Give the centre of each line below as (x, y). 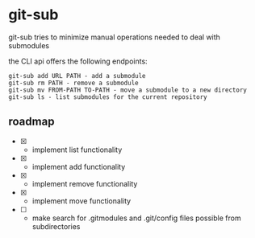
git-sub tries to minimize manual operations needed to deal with (114, 37)
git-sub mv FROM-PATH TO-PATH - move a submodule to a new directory (128, 90)
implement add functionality (79, 166)
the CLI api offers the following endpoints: (78, 61)
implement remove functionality (85, 183)
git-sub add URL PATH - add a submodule (77, 76)
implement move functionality (82, 201)
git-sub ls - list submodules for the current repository (108, 97)
